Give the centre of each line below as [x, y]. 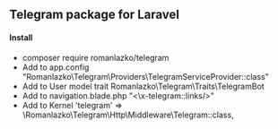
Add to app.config [56, 67]
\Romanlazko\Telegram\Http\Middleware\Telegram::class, [128, 115]
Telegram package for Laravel [94, 15]
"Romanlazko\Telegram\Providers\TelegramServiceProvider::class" [145, 76]
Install [21, 37]
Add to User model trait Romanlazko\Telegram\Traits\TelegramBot [143, 86]
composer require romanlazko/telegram [96, 57]
